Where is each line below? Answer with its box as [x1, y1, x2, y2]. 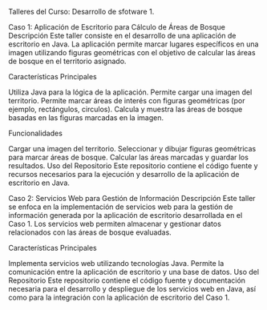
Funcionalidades [8, 128, 63, 138]
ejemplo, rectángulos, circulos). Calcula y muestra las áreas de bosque [8, 104, 243, 114]
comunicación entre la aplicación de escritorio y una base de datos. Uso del [8, 268, 259, 276]
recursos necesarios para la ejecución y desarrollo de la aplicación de [8, 170, 240, 179]
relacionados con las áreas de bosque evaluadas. [8, 227, 172, 237]
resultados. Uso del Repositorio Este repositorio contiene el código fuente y [8, 161, 258, 171]
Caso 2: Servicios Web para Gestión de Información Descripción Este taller [8, 194, 256, 203]
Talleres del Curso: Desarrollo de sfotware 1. [8, 7, 155, 16]
